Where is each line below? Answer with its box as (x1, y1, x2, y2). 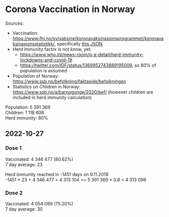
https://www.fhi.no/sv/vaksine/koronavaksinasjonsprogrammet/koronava (12, 35, 164, 41)
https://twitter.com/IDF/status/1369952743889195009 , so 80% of (20, 62, 156, 68)
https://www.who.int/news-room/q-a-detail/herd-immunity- (20, 51, 144, 58)
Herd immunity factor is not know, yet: (12, 46, 92, 52)
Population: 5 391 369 (5, 104, 51, 110)
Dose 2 (5, 189, 23, 196)
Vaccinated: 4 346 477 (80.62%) (5, 156, 73, 162)
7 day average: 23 (5, 161, 43, 168)
